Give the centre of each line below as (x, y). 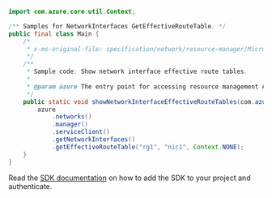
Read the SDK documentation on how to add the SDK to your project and (130, 178)
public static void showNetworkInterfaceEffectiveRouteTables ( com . (139, 101)
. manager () (70, 125)
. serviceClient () (81, 132)
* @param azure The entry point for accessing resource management (142, 86)
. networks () (72, 117)
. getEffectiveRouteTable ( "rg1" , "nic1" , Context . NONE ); (148, 147)
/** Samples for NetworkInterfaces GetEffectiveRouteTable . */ (117, 26)
